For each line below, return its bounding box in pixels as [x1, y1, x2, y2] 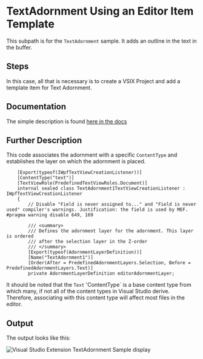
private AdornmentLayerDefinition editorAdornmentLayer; [28, 270, 175, 277]
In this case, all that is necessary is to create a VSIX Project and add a [6, 77, 181, 84]
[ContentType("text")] [17, 175, 75, 181]
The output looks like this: [6, 334, 71, 341]
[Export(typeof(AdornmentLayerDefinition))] [28, 249, 142, 256]
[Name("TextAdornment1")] [28, 255, 94, 261]
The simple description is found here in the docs [6, 117, 127, 125]
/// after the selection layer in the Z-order [28, 239, 148, 245]
